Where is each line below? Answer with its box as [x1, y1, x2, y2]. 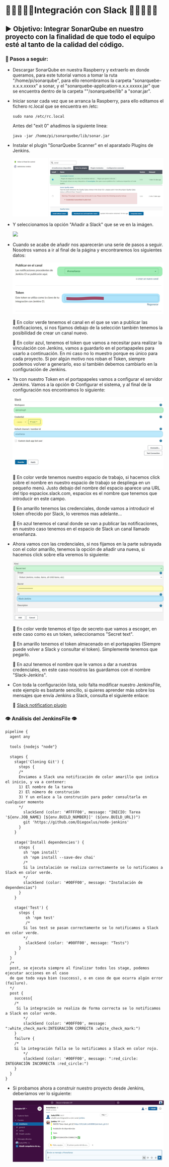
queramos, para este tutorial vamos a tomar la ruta [12, 72, 118, 78]
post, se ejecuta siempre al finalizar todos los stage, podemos [10, 965, 150, 970]
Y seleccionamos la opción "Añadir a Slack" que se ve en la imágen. [12, 221, 154, 227]
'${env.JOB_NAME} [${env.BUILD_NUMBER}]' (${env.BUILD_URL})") [5, 814, 141, 819]
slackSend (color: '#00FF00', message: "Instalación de [23, 880, 143, 885]
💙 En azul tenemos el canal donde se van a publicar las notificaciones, [12, 520, 158, 526]
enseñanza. [12, 531, 37, 537]
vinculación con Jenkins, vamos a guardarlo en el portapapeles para [12, 345, 155, 351]
